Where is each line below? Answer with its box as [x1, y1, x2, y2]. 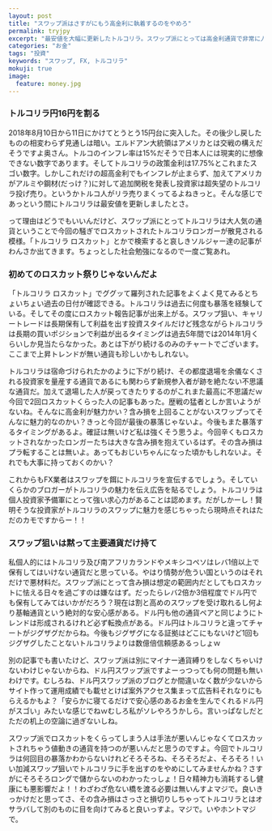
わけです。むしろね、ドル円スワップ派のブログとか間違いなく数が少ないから [8, 675, 263, 685]
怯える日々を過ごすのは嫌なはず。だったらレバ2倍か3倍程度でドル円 [22, 588, 251, 598]
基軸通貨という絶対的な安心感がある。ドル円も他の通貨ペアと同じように [15, 608, 257, 618]
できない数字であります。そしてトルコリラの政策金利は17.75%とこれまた [8, 158, 251, 168]
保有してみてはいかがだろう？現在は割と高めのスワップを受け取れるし [15, 598, 249, 607]
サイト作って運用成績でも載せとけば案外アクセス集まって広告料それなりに [8, 686, 256, 696]
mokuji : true [8, 65, 53, 73]
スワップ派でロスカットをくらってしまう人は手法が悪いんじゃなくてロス [8, 734, 249, 744]
